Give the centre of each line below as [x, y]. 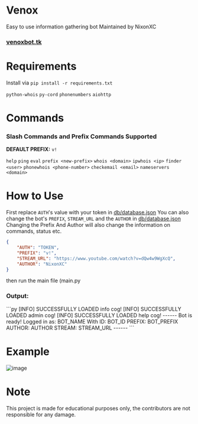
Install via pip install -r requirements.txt [59, 83]
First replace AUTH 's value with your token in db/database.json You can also [98, 213]
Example [28, 351]
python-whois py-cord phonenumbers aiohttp [59, 94]
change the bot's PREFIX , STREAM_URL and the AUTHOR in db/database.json [94, 218]
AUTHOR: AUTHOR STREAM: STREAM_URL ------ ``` [70, 328]
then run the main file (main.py [43, 281]
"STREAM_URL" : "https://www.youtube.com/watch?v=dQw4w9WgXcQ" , [96, 258]
